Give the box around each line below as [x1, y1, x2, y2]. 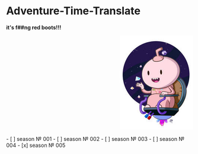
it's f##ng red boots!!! [6, 24, 62, 31]
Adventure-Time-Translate [6, 4, 141, 18]
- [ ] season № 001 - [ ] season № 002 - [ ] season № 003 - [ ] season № [6, 135, 185, 142]
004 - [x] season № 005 [6, 142, 66, 149]
